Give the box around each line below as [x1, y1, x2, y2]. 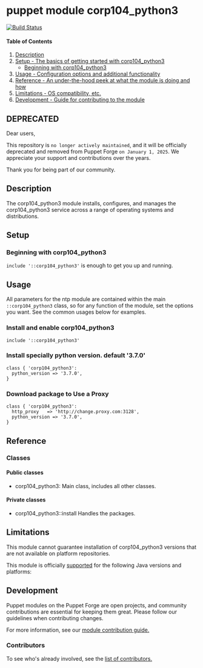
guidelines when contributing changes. [6, 614, 104, 621]
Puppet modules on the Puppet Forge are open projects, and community [6, 601, 187, 609]
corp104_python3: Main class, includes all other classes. [15, 482, 156, 489]
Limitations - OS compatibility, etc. [15, 90, 101, 97]
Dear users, [6, 130, 35, 137]
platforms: [6, 567, 32, 575]
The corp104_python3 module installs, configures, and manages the [6, 199, 176, 207]
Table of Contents [6, 38, 53, 45]
